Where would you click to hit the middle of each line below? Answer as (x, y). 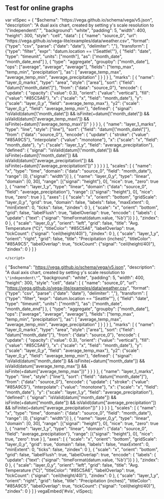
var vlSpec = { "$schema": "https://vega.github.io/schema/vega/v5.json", (79, 20)
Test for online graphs (39, 8)
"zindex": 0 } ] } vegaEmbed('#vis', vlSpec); (49, 491)
